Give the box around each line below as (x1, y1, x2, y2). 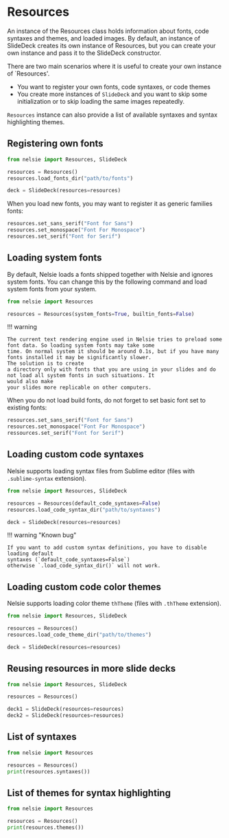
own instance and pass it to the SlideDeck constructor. (7, 49, 162, 57)
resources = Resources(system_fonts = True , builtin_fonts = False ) (7, 310, 195, 317)
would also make (7, 378, 53, 385)
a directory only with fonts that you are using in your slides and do (7, 366, 216, 373)
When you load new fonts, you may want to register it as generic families (7, 200, 213, 208)
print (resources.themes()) (7, 824, 84, 831)
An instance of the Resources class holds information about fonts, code (7, 27, 209, 35)
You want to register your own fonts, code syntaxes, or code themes (16, 82, 211, 91)
